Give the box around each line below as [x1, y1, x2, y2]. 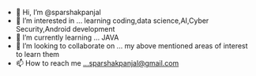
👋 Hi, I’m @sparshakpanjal [15, 8, 101, 17]
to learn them [15, 50, 60, 59]
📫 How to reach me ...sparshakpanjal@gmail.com [15, 59, 179, 67]
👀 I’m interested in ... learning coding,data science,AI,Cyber [15, 16, 209, 25]
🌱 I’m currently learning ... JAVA [15, 32, 119, 42]
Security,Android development [15, 25, 115, 33]
